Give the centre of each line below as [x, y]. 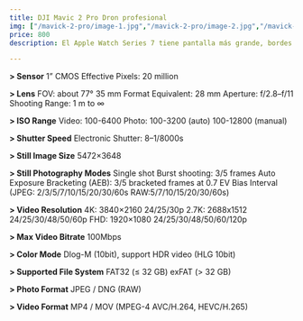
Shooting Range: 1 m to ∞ [57, 104]
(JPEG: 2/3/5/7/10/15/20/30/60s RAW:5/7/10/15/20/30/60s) [119, 193]
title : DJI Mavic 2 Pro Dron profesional [88, 18]
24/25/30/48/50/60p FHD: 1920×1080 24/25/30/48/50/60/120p [129, 220]
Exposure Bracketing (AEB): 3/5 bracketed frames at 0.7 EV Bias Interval [143, 183]
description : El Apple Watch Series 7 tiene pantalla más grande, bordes [151, 43]
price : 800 [30, 34]
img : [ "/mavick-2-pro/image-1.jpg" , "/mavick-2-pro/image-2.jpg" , [134, 26]
